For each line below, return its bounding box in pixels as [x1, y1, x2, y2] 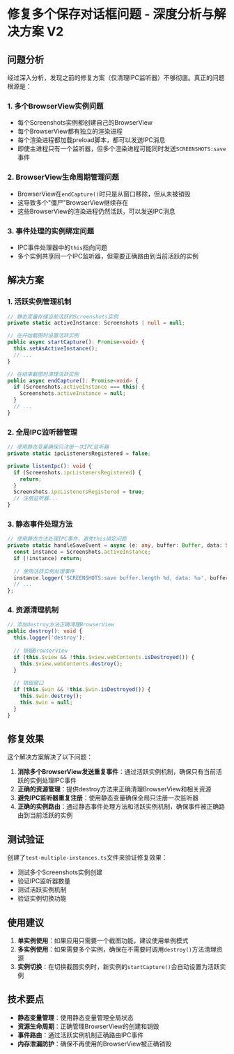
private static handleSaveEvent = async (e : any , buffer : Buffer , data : [7, 542, 223, 549]
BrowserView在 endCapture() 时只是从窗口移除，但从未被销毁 [17, 189, 191, 198]
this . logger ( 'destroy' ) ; [13, 635, 86, 642]
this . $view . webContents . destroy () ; [19, 660, 123, 667]
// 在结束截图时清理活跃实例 [7, 371, 79, 378]
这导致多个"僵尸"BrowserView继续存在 [17, 198, 129, 206]
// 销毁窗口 [13, 680, 44, 687]
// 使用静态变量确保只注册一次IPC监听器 [7, 444, 109, 451]
